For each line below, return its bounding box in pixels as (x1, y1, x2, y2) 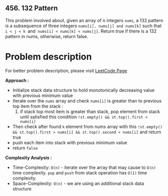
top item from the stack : (12, 103, 64, 109)
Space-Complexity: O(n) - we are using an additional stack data (12, 180, 144, 186)
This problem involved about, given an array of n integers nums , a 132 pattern (5, 17, 163, 23)
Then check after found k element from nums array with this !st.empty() (12, 123, 163, 130)
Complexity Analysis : (5, 154, 52, 160)
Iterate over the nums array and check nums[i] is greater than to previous (12, 97, 162, 104)
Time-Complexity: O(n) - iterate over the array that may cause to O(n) (12, 164, 156, 170)
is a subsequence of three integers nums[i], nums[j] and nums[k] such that (5, 23, 162, 29)
